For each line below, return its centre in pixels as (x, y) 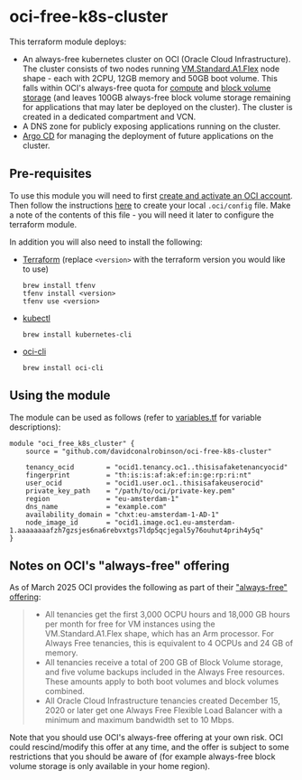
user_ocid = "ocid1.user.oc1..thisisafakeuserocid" (145, 483)
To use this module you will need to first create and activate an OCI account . (151, 195)
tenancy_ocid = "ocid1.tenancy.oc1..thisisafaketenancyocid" (157, 467)
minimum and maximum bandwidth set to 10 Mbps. (139, 720)
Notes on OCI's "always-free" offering (119, 566)
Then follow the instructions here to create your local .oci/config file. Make (150, 205)
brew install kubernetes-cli (77, 334)
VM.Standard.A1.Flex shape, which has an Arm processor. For (160, 634)
